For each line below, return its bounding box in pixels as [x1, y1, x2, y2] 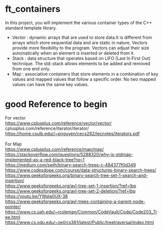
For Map [5, 141, 22, 147]
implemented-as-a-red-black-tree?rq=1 [5, 156, 85, 163]
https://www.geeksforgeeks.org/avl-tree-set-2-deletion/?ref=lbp [5, 188, 136, 194]
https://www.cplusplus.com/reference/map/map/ [5, 146, 104, 152]
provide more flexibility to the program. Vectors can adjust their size [12, 45, 149, 51]
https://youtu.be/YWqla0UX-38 [5, 193, 68, 199]
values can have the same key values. [12, 81, 89, 87]
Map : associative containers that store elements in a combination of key [12, 71, 159, 77]
